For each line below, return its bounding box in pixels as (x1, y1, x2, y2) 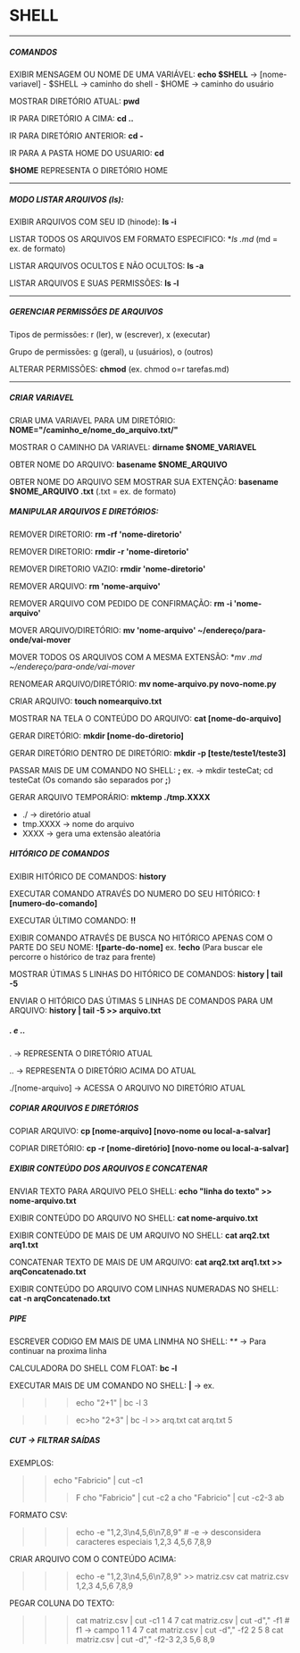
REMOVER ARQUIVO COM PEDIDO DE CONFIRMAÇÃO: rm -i (9, 597, 233, 608)
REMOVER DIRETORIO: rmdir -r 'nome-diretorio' (9, 546, 189, 556)
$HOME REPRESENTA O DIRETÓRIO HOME (9, 164, 168, 175)
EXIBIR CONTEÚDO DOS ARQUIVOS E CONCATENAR (9, 1163, 208, 1174)
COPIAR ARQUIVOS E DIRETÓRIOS (9, 1103, 139, 1114)
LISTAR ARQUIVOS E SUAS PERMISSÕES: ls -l (9, 278, 179, 288)
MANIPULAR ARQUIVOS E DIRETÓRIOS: (9, 506, 159, 517)
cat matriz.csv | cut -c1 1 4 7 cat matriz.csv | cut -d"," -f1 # (75, 1615, 290, 1625)
